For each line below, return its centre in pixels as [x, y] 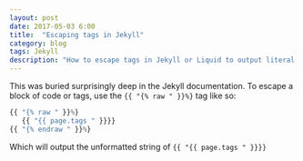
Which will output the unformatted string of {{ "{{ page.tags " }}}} [138, 146]
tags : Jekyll [34, 52]
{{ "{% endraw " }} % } [50, 129]
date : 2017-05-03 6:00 [52, 26]
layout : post [34, 18]
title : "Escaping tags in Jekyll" [77, 35]
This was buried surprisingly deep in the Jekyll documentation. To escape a [151, 86]
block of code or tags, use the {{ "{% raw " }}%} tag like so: [123, 96]
